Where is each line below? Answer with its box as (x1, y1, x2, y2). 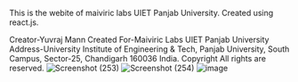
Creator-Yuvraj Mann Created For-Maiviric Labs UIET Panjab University (9, 35, 270, 45)
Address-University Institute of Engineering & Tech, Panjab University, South (9, 44, 290, 54)
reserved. (9, 62, 44, 73)
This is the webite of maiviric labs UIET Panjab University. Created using (9, 8, 274, 18)
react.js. (9, 17, 39, 28)
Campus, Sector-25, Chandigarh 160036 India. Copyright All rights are (9, 53, 267, 63)
